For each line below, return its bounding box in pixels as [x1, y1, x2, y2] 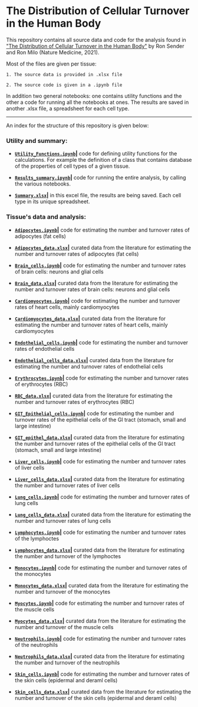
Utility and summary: [6, 136, 68, 145]
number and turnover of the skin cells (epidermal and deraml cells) [14, 694, 177, 701]
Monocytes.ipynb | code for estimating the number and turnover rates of [14, 564, 187, 571]
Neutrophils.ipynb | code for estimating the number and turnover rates [14, 635, 186, 642]
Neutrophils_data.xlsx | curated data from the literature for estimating [14, 653, 184, 660]
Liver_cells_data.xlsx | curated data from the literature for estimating [14, 475, 184, 483]
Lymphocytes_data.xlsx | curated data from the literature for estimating [14, 546, 184, 553]
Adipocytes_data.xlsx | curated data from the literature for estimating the [14, 244, 192, 251]
